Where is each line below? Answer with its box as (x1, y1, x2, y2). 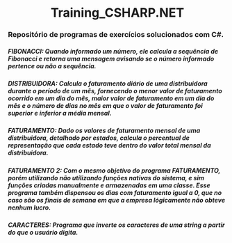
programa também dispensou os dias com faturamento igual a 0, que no (8, 188, 222, 196)
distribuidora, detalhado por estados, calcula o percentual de (8, 134, 190, 142)
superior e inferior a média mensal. (8, 109, 112, 118)
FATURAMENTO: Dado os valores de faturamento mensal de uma (8, 127, 201, 135)
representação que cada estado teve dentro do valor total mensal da (8, 141, 211, 150)
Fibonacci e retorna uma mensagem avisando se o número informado (8, 54, 215, 63)
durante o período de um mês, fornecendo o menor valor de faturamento (8, 87, 223, 95)
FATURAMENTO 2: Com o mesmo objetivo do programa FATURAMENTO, (8, 166, 221, 175)
